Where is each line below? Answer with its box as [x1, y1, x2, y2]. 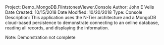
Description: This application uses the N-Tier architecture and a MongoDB [5, 15, 157, 20]
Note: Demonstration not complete [5, 34, 76, 40]
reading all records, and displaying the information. [5, 25, 109, 31]
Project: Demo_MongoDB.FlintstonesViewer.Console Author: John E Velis [5, 4, 155, 10]
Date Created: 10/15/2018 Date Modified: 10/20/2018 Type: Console [5, 9, 143, 15]
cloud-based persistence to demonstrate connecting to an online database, [5, 20, 160, 25]
